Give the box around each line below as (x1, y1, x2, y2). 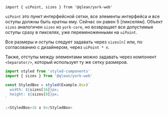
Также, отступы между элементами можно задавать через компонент (5, 54, 156, 60)
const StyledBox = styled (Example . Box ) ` (5, 82, 91, 87)
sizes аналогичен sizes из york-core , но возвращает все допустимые (5, 24, 153, 30)
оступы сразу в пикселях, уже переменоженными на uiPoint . (5, 29, 137, 35)
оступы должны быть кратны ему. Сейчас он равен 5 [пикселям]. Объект (5, 19, 163, 24)
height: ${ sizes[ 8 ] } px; (9, 92, 59, 97)
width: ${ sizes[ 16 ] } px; (9, 87, 59, 92)
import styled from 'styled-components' (5, 69, 91, 74)
